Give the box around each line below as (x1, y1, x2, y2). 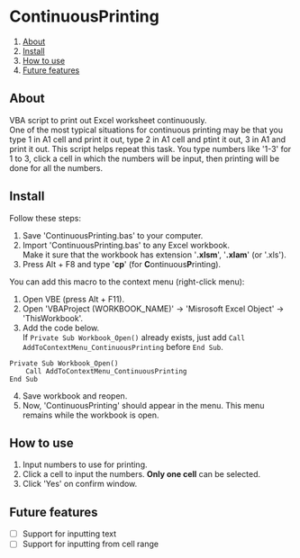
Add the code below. (22, 322, 100, 333)
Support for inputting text (22, 528, 117, 539)
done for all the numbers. (9, 162, 104, 173)
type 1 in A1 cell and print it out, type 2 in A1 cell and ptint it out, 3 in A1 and (9, 133, 286, 145)
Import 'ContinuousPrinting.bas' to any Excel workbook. (22, 239, 231, 250)
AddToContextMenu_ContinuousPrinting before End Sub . (22, 341, 223, 352)
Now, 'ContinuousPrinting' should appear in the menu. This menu (22, 400, 265, 410)
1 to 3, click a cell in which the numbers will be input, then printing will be (9, 153, 280, 164)
